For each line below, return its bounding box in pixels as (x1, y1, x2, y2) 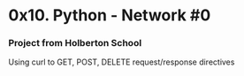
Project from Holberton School (8, 37, 142, 49)
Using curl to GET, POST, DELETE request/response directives (8, 57, 235, 67)
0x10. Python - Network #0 (8, 5, 211, 26)
